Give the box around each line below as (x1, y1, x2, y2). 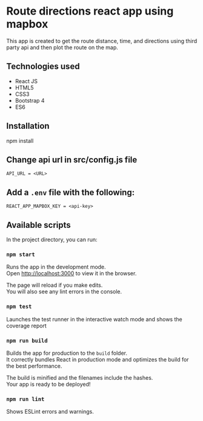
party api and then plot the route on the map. (6, 44, 118, 51)
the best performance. (6, 362, 62, 369)
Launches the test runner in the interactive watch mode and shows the (6, 315, 183, 323)
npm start (6, 251, 35, 258)
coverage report (6, 322, 47, 329)
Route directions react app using (6, 4, 174, 18)
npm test (6, 303, 32, 310)
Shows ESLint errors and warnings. (6, 408, 94, 416)
